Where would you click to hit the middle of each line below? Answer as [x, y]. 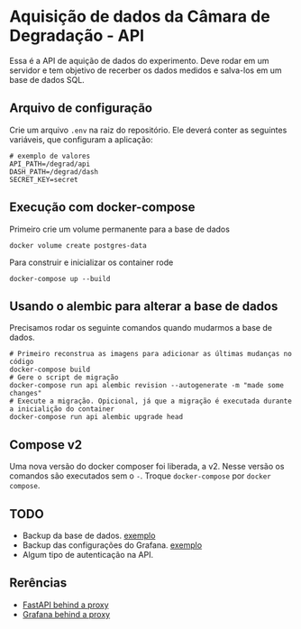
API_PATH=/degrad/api [50, 164]
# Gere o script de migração [64, 378]
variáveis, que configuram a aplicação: [81, 139]
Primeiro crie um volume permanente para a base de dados [119, 229]
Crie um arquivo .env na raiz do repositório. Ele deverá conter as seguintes [148, 130]
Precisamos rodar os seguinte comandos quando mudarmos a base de [141, 328]
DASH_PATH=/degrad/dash [54, 172]
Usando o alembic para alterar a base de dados [144, 306]
